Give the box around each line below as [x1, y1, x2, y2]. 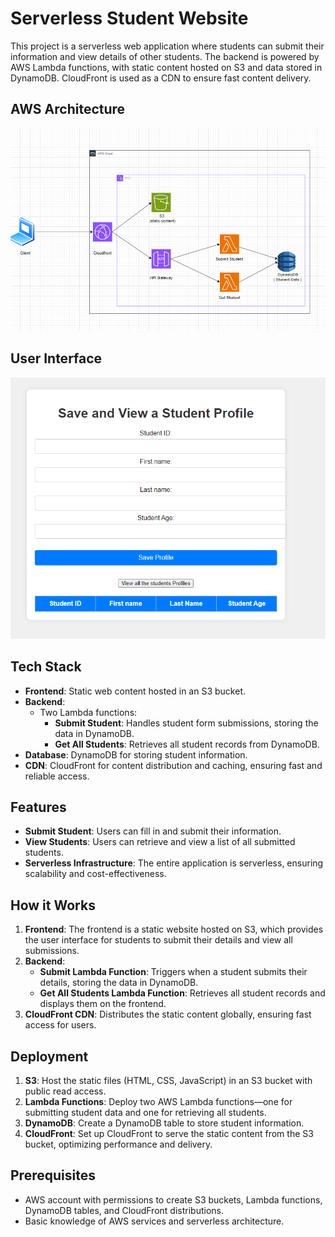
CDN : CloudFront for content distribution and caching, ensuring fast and [24, 759, 323, 771]
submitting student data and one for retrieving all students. [24, 1106, 267, 1118]
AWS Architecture [10, 101, 126, 118]
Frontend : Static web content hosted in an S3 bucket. [24, 685, 246, 697]
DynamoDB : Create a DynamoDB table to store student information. [24, 1117, 305, 1129]
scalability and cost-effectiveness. [24, 868, 167, 880]
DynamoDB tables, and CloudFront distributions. [24, 1204, 224, 1216]
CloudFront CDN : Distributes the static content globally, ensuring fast [24, 1008, 312, 1021]
